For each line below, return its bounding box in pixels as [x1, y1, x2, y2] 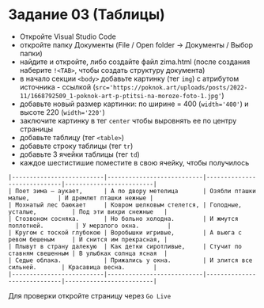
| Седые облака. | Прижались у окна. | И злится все [8, 256, 253, 264]
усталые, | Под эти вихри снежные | [8, 207, 168, 215]
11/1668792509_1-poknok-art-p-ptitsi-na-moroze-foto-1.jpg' [19, 92, 222, 100]
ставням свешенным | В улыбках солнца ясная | [8, 249, 168, 257]
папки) [19, 48, 43, 58]
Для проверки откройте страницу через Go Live [8, 291, 172, 300]
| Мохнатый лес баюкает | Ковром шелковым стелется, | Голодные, [8, 200, 243, 209]
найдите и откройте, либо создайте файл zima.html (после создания [19, 57, 251, 67]
